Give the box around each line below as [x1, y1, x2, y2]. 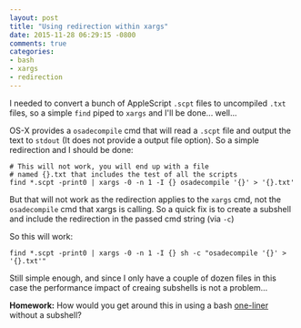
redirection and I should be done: [9, 144, 134, 155]
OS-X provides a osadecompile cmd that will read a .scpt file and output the [9, 125, 292, 136]
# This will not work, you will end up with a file [9, 161, 209, 171]
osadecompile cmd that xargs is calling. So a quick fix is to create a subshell [9, 203, 292, 214]
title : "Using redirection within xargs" [9, 22, 169, 31]
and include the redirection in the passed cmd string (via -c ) [9, 213, 235, 224]
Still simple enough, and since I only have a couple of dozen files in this [9, 272, 277, 283]
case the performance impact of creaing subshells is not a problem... [9, 282, 268, 292]
